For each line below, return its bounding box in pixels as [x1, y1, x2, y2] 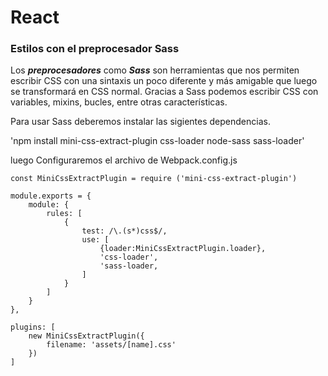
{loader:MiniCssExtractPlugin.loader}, [99, 244, 267, 254]
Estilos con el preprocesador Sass [10, 42, 180, 56]
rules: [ [46, 209, 83, 219]
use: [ [81, 235, 110, 245]
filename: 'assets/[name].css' [46, 340, 177, 350]
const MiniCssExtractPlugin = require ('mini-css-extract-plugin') [10, 174, 298, 184]
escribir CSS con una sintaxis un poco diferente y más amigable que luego [10, 75, 318, 87]
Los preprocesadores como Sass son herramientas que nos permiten [10, 64, 300, 76]
